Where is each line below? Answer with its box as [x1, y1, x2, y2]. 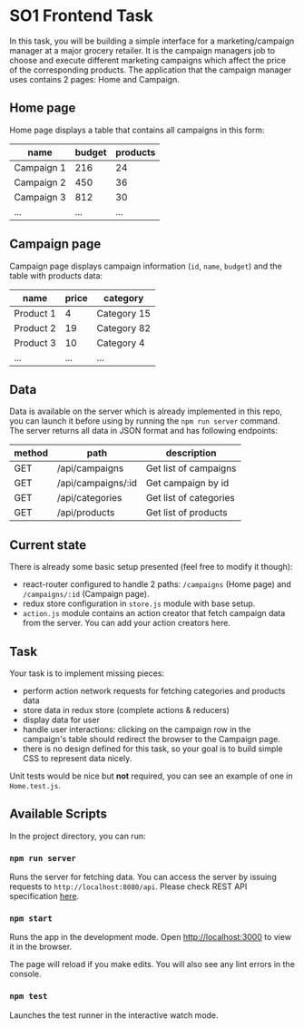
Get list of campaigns [145, 462, 237, 475]
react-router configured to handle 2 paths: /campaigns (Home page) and [22, 579, 292, 590]
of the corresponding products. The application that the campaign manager [9, 64, 292, 75]
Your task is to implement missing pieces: [9, 668, 165, 679]
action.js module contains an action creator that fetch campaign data [22, 608, 286, 619]
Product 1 [14, 307, 56, 319]
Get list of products [145, 506, 229, 519]
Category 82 [96, 321, 152, 334]
